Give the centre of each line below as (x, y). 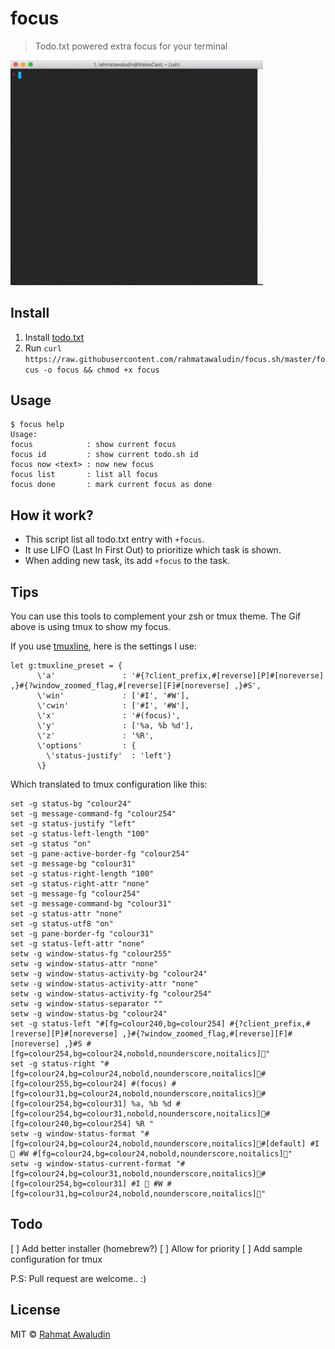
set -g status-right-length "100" (82, 874)
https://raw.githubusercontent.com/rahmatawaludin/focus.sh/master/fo (175, 359)
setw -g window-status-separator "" (86, 1004)
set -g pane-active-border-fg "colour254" (100, 854)
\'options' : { (86, 746)
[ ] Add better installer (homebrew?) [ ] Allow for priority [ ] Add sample (156, 1248)
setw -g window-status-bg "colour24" (89, 1014)
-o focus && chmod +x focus (101, 370)
